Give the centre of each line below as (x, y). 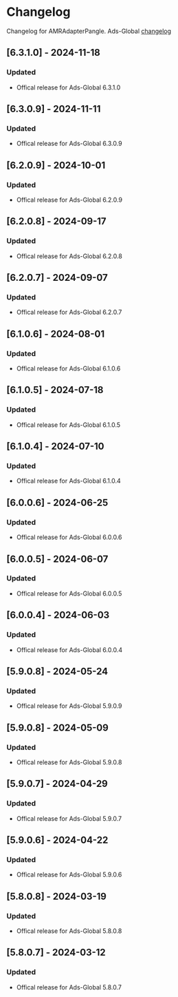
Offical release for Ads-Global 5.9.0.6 (69, 874)
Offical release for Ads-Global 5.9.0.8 (69, 762)
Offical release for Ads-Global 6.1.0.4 (68, 481)
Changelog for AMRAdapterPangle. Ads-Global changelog (89, 31)
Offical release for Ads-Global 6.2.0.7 (69, 312)
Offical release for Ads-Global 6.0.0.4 (69, 650)
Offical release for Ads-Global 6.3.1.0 (68, 87)
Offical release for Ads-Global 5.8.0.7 (69, 987)
